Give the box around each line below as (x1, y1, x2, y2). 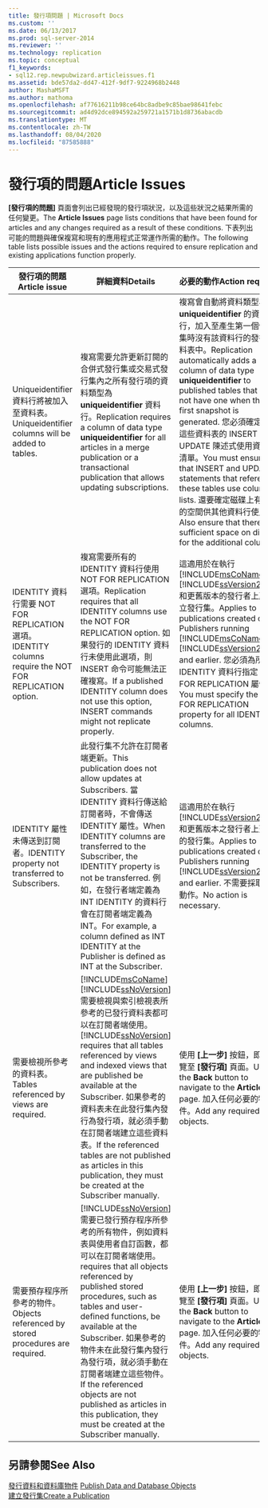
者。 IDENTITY (12, 847, 65, 858)
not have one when (179, 395, 251, 406)
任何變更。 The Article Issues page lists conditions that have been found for (8, 213, 258, 222)
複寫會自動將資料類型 (179, 297, 259, 308)
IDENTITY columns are (80, 831, 166, 842)
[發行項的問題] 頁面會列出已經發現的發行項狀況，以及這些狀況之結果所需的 (8, 203, 254, 213)
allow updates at (80, 773, 142, 784)
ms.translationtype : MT (8, 116, 88, 124)
